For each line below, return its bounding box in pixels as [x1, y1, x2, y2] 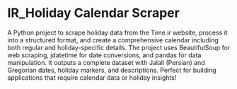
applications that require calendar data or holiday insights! [7, 73, 177, 82]
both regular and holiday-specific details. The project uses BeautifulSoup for [7, 43, 231, 52]
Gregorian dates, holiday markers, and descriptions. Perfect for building [7, 66, 217, 74]
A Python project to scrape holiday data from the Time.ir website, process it [7, 28, 228, 37]
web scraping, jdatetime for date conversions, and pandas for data [7, 51, 202, 59]
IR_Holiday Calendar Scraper [7, 5, 180, 21]
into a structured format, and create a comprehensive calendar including [7, 35, 219, 44]
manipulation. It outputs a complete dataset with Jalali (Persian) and [7, 58, 205, 66]
